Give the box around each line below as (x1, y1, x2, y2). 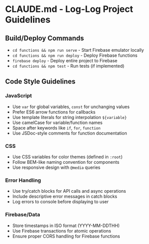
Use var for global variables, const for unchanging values (12, 104, 130, 110)
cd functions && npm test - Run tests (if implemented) (12, 63, 125, 69)
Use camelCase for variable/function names (12, 120, 103, 125)
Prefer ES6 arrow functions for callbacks (12, 109, 96, 115)
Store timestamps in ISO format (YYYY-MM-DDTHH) (12, 223, 120, 229)
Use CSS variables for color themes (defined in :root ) (12, 153, 123, 160)
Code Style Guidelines (5, 77, 75, 86)
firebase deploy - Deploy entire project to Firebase (12, 58, 118, 63)
